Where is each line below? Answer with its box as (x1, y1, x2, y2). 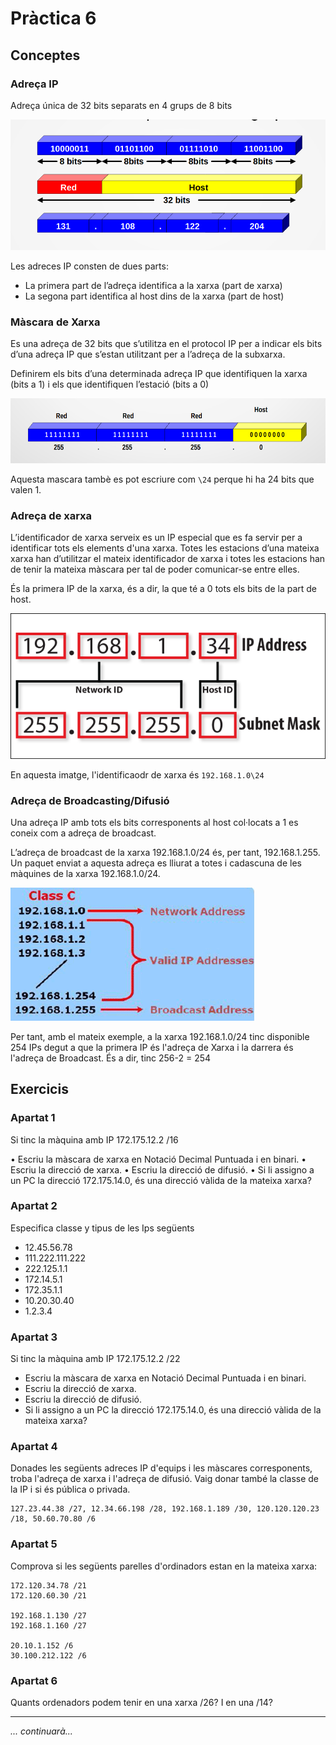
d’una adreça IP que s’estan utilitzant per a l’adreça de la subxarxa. (10, 348, 286, 361)
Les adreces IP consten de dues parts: (10, 260, 169, 272)
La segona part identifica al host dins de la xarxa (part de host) (24, 290, 285, 302)
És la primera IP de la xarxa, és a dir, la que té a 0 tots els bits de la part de (10, 582, 318, 594)
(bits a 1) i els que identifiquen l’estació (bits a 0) (10, 378, 210, 391)
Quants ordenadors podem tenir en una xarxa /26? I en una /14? (10, 1697, 273, 1709)
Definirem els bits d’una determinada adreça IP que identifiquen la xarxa (10, 368, 308, 380)
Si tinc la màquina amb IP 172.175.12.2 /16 (10, 1133, 179, 1146)
